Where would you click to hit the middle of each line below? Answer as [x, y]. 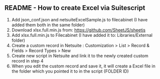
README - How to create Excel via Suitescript [75, 8]
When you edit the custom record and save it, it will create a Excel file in [83, 66]
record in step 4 [28, 61]
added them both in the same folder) [48, 25]
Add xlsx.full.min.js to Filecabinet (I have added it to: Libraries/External [82, 35]
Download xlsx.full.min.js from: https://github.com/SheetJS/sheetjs [79, 30]
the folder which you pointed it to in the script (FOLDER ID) [70, 71]
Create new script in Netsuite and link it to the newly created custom [80, 56]
